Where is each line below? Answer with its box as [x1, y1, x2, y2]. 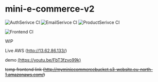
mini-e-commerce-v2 [5, 3, 95, 15]
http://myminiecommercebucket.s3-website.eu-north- [44, 66, 153, 72]
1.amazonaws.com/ [5, 71, 44, 77]
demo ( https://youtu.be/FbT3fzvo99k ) [5, 57, 81, 63]
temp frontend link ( [5, 66, 45, 72]
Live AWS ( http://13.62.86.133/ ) [5, 48, 67, 53]
